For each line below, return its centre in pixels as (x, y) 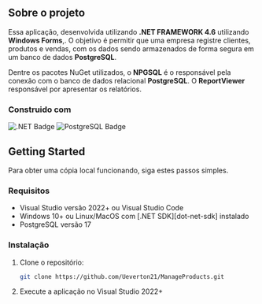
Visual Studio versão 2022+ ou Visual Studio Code (101, 208)
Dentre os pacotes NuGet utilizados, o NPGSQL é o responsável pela (120, 72)
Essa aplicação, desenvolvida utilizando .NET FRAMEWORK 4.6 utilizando (129, 32)
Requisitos (29, 191)
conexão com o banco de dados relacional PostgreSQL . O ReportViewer (127, 80)
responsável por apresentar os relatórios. (75, 89)
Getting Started (47, 152)
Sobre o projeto (46, 13)
